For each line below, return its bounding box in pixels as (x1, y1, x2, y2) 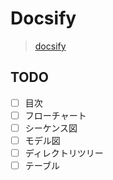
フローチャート (24, 109, 87, 121)
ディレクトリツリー (24, 147, 104, 159)
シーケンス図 (24, 122, 78, 134)
